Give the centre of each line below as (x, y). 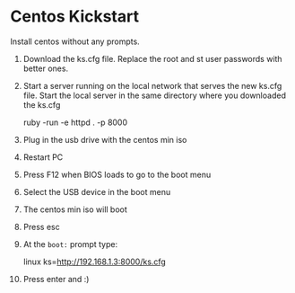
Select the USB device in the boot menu (97, 191)
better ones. (46, 68)
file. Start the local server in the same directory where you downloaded (154, 95)
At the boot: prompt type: (70, 244)
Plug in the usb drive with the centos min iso (105, 139)
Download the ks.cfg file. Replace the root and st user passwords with (152, 58)
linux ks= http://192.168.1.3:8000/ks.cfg (95, 262)
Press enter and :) (56, 279)
